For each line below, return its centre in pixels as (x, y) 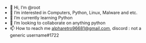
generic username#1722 (34, 35)
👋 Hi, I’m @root (25, 7)
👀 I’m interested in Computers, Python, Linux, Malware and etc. (73, 13)
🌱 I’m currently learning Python (41, 18)
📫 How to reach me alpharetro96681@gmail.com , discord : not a (75, 28)
